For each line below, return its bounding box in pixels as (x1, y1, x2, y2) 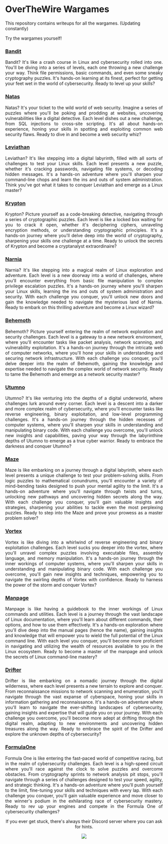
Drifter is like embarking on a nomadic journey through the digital (5, 678, 163, 684)
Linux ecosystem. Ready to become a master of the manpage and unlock (5, 648, 163, 654)
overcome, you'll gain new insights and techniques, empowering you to (5, 571, 163, 577)
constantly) (5, 25, 28, 31)
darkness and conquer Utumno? (5, 443, 71, 449)
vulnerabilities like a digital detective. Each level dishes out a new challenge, (5, 115, 163, 121)
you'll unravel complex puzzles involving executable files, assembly (5, 550, 163, 556)
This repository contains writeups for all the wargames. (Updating (5, 20, 141, 26)
